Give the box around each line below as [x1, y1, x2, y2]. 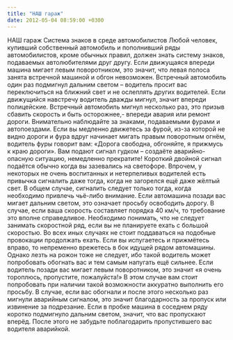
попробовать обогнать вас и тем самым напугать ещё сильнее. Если [7, 258, 214, 266]
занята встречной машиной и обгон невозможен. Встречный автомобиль [7, 72, 227, 81]
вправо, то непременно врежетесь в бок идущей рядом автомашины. [7, 243, 216, 252]
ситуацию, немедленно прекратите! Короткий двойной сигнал [35, 154, 222, 162]
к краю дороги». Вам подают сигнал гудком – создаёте [7, 147, 172, 155]
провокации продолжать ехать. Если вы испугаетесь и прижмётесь [7, 235, 210, 244]
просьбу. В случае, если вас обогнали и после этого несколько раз [7, 287, 209, 296]
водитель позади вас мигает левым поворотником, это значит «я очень [7, 265, 222, 274]
